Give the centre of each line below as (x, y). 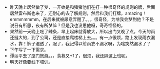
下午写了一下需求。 (29, 50)
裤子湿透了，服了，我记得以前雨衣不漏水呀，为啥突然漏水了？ (89, 43)
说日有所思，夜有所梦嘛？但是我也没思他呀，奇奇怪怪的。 (67, 25)
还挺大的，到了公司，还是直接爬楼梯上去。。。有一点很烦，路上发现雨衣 (80, 37)
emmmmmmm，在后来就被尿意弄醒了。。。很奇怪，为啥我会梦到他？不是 (82, 19)
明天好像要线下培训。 (31, 62)
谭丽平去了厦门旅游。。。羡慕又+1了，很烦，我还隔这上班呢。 (70, 56)
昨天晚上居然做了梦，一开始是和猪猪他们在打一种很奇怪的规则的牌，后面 (82, 7)
